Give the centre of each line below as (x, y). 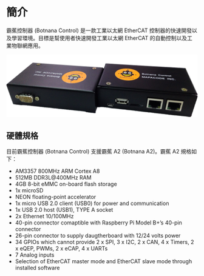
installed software (37, 268)
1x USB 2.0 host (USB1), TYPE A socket (64, 210)
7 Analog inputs (35, 255)
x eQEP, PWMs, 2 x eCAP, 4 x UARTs (61, 249)
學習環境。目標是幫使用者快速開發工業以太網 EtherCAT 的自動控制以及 (99, 38)
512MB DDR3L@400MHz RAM (53, 178)
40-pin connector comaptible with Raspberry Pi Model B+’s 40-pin (98, 223)
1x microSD (29, 190)
